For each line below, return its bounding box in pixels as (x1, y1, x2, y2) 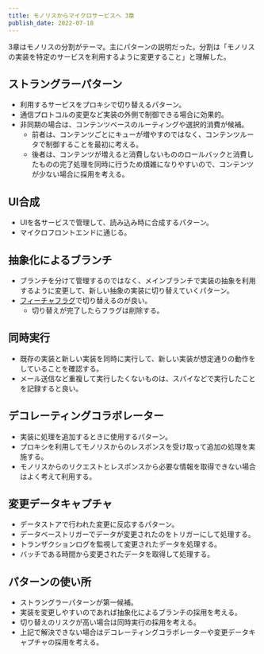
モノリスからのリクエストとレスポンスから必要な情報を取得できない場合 (19, 461, 256, 471)
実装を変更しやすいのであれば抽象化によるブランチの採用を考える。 (19, 608, 242, 617)
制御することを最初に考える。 (45, 140, 143, 150)
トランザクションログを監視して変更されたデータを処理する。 (19, 539, 222, 549)
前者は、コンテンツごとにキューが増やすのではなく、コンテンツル (31, 130, 247, 139)
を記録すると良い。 (19, 383, 83, 393)
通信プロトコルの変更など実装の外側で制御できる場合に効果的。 (19, 110, 228, 119)
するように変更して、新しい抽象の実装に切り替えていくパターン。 (19, 286, 234, 295)
